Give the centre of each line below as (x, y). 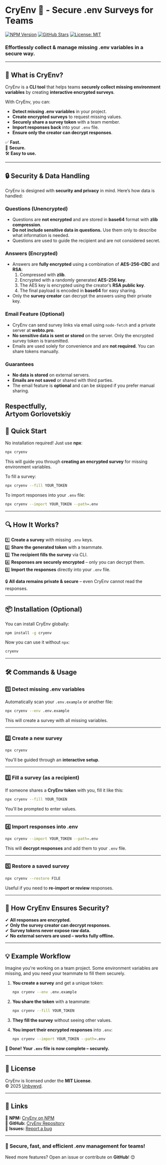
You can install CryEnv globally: (37, 624)
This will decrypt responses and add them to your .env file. (66, 848)
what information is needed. (41, 235)
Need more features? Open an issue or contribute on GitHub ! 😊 (70, 1157)
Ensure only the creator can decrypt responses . (62, 133)
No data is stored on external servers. (51, 375)
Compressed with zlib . (42, 275)
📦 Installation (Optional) (44, 610)
